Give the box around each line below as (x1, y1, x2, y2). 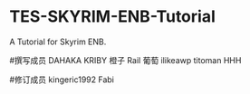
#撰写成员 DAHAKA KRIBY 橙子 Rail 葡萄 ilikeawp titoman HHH (9, 54, 242, 65)
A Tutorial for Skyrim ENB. (9, 36, 107, 47)
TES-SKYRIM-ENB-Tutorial (9, 6, 216, 27)
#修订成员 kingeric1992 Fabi (9, 74, 115, 85)
